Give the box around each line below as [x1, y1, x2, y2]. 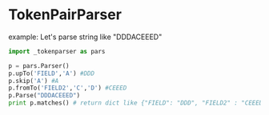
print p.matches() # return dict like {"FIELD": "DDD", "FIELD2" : [8, 99, 239, 107]
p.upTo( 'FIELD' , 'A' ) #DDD [8, 69, 94, 77]
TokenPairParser [8, 6, 122, 24]
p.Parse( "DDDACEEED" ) [8, 92, 81, 100]
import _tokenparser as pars [8, 47, 106, 55]
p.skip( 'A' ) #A [8, 77, 59, 85]
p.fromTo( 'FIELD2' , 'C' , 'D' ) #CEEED [8, 84, 127, 93]
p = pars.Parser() [8, 61, 70, 69]
